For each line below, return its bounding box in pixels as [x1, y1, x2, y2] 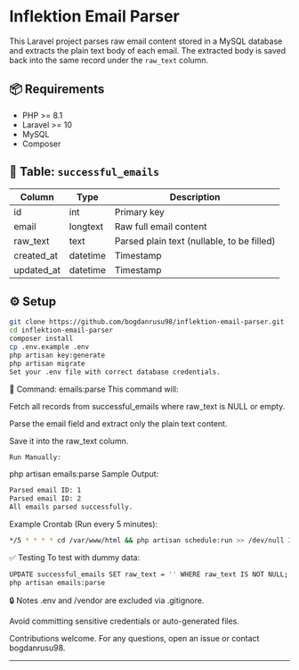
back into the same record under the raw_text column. [9, 54, 209, 65]
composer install [9, 335, 74, 343]
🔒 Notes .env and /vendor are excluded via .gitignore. [9, 595, 205, 606]
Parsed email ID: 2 [9, 494, 82, 503]
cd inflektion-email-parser [9, 326, 114, 335]
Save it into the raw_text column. [9, 435, 129, 446]
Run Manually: [9, 452, 62, 461]
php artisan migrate [9, 359, 86, 368]
